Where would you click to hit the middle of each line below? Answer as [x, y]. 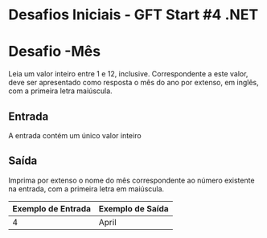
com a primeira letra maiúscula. [60, 91]
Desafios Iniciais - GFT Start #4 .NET [133, 15]
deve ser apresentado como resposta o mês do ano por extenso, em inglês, [133, 83]
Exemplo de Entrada [51, 208]
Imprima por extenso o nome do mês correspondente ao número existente [131, 180]
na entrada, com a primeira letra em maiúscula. [86, 189]
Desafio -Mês [55, 52]
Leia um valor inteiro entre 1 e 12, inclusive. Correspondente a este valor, [128, 74]
